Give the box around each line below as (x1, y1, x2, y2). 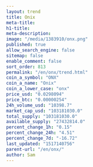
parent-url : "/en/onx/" (6, 146, 65, 152)
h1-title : (6, 25, 31, 31)
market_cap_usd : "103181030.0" (6, 108, 83, 114)
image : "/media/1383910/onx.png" (6, 36, 88, 42)
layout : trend (6, 8, 41, 15)
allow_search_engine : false (6, 47, 75, 53)
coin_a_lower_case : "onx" (6, 86, 69, 92)
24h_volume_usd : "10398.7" (6, 102, 72, 108)
